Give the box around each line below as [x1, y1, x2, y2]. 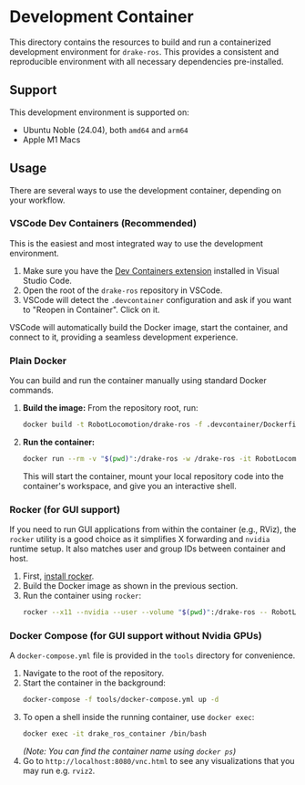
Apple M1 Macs [22, 134, 81, 145]
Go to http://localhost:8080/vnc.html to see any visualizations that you [22, 756, 295, 767]
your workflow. [9, 194, 66, 205]
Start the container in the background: [22, 677, 167, 688]
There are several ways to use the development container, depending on [9, 184, 282, 195]
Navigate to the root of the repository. [22, 668, 165, 679]
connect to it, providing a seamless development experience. [9, 331, 239, 342]
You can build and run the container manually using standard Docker [9, 375, 267, 386]
